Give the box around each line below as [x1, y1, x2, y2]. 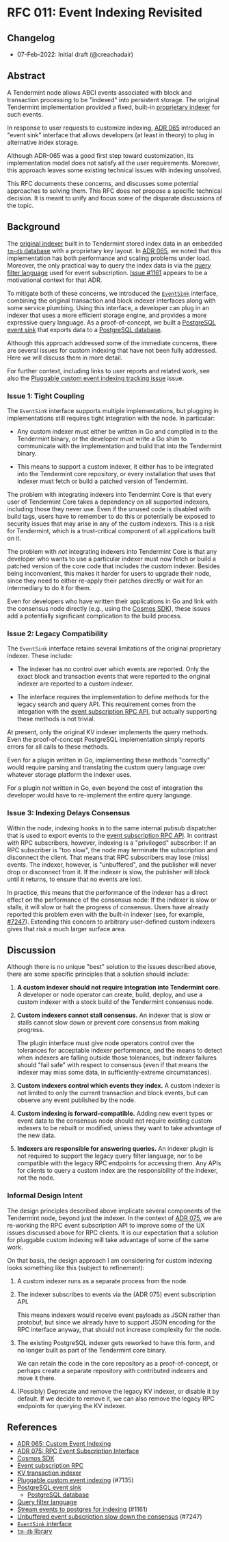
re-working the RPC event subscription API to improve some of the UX [7, 1221, 205, 1229]
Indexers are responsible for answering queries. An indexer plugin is [16, 1145, 214, 1153]
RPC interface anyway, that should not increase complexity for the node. [16, 1325, 221, 1333]
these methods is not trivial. [16, 715, 96, 723]
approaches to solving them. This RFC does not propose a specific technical [7, 187, 222, 195]
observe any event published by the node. [16, 1096, 136, 1104]
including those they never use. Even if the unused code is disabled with [7, 504, 211, 513]
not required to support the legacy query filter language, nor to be [16, 1152, 203, 1160]
